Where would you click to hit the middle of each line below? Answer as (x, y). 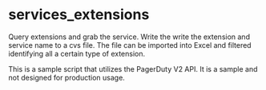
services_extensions (79, 15)
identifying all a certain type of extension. (77, 53)
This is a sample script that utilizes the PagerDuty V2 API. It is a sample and (133, 68)
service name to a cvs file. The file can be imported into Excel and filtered (130, 45)
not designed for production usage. (67, 77)
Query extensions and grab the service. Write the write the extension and (129, 37)
